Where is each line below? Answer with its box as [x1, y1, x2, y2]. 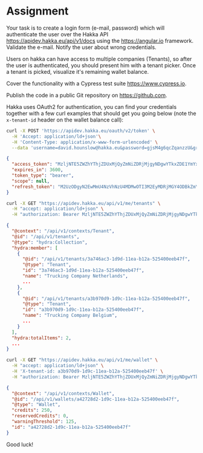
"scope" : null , [11, 178, 50, 184]
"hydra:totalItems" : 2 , [11, 334, 71, 341]
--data [11, 145, 28, 151]
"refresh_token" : [11, 183, 56, 190]
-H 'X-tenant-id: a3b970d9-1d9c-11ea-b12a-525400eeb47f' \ [11, 368, 164, 374]
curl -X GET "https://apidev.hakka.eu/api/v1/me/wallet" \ [6, 357, 158, 363]
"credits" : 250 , [11, 407, 53, 414]
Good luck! [6, 440, 34, 448]
